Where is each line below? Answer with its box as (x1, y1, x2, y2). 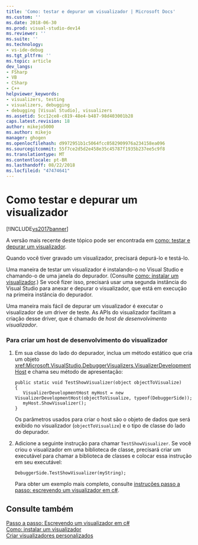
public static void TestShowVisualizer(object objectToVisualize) (14, 380, 182, 386)
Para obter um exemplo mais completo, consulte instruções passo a (14, 481, 180, 488)
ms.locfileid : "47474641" (6, 168, 70, 174)
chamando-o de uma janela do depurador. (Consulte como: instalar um (6, 272, 179, 279)
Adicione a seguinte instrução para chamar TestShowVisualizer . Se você (14, 440, 191, 447)
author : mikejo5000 (6, 124, 54, 130)
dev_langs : (6, 63, 33, 70)
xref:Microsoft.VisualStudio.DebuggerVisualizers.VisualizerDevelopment (14, 362, 191, 369)
